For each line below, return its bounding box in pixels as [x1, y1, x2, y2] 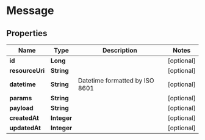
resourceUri [9, 67, 45, 75]
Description [103, 46, 137, 54]
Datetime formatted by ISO [77, 76, 154, 84]
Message [6, 4, 54, 18]
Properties [6, 28, 48, 39]
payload [9, 104, 34, 112]
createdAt [9, 114, 40, 122]
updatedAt [9, 123, 41, 132]
